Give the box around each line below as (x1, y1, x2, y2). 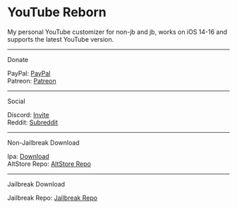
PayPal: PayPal (7, 68, 51, 78)
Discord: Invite (7, 110, 49, 119)
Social (7, 97, 26, 105)
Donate (7, 55, 29, 64)
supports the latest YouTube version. (7, 35, 114, 43)
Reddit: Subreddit (7, 118, 59, 126)
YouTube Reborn (7, 4, 107, 20)
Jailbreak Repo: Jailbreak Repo (7, 193, 97, 202)
